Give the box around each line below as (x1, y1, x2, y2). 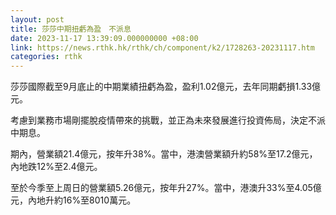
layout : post (10, 14, 65, 25)
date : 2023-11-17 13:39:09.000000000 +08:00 (10, 33, 199, 43)
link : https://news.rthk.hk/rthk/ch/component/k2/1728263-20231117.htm (10, 42, 315, 53)
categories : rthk (10, 52, 83, 62)
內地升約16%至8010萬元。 (27, 194, 137, 206)
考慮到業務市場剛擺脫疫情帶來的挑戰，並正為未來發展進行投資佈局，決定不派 (10, 114, 326, 126)
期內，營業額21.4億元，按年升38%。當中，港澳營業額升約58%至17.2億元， (10, 148, 318, 160)
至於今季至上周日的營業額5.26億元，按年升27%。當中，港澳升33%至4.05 (10, 182, 313, 194)
